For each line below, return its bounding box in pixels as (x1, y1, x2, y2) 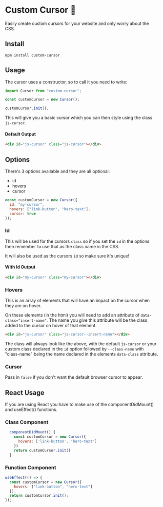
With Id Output (5, 264, 36, 270)
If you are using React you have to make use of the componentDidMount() (5, 402, 154, 408)
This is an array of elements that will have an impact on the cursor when (5, 297, 150, 304)
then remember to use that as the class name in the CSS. (5, 243, 120, 249)
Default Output (5, 131, 36, 137)
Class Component (5, 419, 49, 426)
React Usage (5, 389, 45, 397)
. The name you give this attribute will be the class (46, 317, 147, 323)
